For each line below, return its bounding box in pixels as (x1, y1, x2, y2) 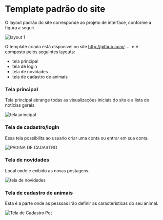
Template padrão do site (5, 3, 105, 15)
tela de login (12, 63, 38, 69)
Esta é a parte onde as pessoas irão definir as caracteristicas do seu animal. (5, 200, 159, 206)
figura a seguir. (5, 24, 36, 30)
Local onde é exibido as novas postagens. (5, 167, 90, 174)
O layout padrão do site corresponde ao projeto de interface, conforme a (5, 20, 152, 25)
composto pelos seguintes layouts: (5, 49, 75, 55)
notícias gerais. (5, 102, 36, 108)
